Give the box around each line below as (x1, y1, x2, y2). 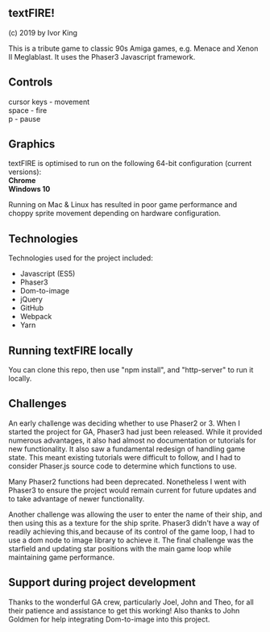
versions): (8, 167, 42, 177)
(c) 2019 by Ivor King (8, 27, 78, 37)
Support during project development (8, 576, 196, 589)
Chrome (8, 176, 36, 185)
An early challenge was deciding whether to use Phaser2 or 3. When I (8, 418, 240, 428)
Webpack (19, 312, 52, 322)
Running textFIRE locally (8, 343, 134, 357)
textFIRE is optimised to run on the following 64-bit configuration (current (8, 159, 252, 168)
